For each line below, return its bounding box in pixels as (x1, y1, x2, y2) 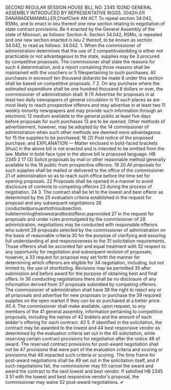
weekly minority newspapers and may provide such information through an (5, 107, 163, 113)
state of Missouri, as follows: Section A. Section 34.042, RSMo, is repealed (5, 32, 162, 37)
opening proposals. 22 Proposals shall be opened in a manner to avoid (5, 178, 153, 184)
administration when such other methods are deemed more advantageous (5, 129, 161, 135)
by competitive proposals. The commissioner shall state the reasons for (5, 59, 155, 64)
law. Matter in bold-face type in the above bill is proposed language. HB (5, 151, 156, 157)
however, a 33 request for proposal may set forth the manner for (5, 254, 140, 260)
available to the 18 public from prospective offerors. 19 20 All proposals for (5, 162, 162, 168)
